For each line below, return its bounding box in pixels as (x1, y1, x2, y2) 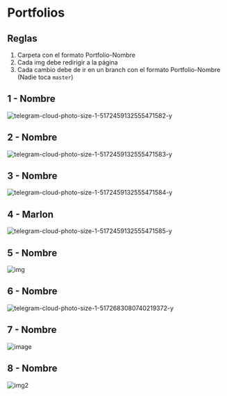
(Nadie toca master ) (17, 73, 74, 81)
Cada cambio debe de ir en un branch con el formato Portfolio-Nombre (17, 66, 221, 74)
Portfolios (7, 5, 65, 21)
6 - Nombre (7, 286, 58, 298)
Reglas (7, 33, 37, 44)
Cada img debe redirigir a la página (17, 58, 118, 67)
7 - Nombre (7, 324, 57, 336)
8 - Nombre (7, 363, 58, 375)
